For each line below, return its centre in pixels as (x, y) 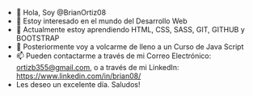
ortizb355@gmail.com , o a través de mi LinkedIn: (97, 67)
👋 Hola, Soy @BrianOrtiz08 (61, 13)
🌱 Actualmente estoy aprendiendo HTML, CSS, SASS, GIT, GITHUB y (130, 29)
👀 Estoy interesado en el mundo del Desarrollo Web (101, 21)
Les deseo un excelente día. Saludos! (78, 84)
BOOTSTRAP (38, 38)
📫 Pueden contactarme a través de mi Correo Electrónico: (114, 56)
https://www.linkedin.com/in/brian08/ (78, 76)
